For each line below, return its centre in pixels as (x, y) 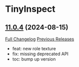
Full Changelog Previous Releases (40, 39)
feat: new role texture (34, 49)
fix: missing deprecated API (40, 54)
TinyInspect (30, 9)
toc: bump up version (34, 59)
